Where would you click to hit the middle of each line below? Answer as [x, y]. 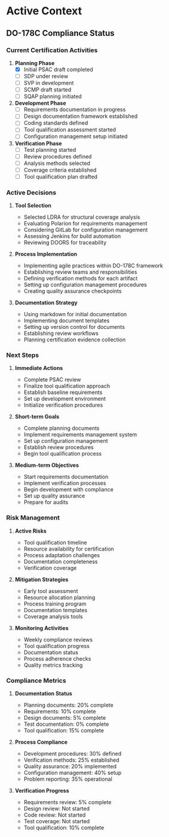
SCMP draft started [47, 90]
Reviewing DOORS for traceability [65, 243]
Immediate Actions [39, 368]
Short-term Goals [37, 417]
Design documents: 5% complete [65, 718]
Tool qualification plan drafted [60, 176]
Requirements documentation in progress [75, 109]
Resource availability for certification [69, 549]
